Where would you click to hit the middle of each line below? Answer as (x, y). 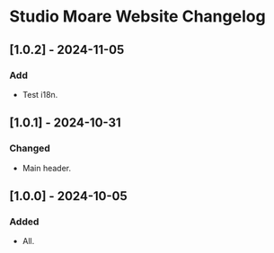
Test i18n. (40, 94)
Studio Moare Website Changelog (138, 17)
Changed (30, 148)
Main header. (47, 168)
